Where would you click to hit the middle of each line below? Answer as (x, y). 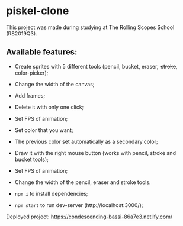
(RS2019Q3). (22, 33)
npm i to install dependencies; (51, 193)
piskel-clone (38, 11)
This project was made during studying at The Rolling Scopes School (90, 27)
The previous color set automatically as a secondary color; (86, 141)
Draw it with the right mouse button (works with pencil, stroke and (95, 153)
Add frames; (30, 95)
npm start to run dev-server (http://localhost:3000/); (79, 205)
